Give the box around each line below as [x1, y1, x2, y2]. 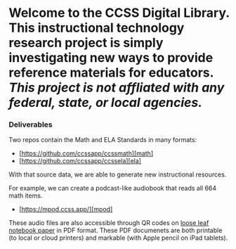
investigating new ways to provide [8, 50, 214, 66]
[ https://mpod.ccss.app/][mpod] [18, 205, 113, 214]
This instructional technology [8, 20, 185, 36]
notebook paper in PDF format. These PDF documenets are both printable [8, 226, 223, 235]
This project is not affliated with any [8, 79, 225, 96]
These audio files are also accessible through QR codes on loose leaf [8, 219, 209, 227]
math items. [8, 191, 43, 200]
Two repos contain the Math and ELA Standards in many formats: [8, 136, 197, 144]
